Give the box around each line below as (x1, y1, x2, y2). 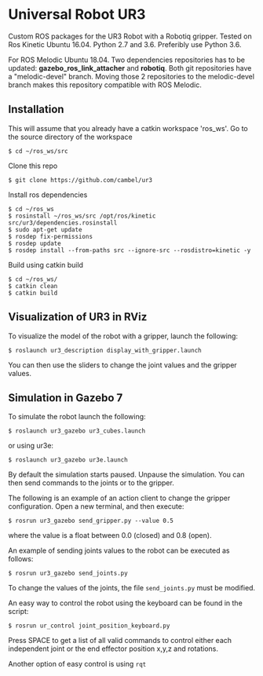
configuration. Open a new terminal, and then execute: (8, 502, 184, 511)
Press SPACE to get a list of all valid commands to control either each (8, 636, 232, 645)
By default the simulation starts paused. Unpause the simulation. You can (8, 470, 245, 480)
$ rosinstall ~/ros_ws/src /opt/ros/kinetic (8, 212, 156, 220)
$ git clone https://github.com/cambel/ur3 (8, 176, 153, 184)
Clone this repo (8, 161, 58, 170)
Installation (8, 103, 64, 116)
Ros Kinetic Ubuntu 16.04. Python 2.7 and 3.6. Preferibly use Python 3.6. (8, 39, 242, 49)
